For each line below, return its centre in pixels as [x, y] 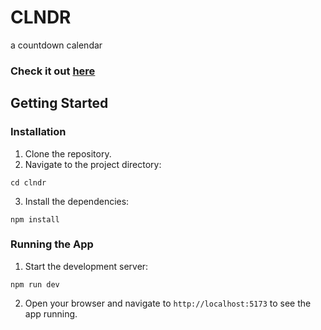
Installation [38, 132]
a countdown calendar [56, 45]
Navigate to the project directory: [93, 164]
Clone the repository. [68, 153]
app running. [51, 313]
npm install [35, 219]
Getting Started [59, 103]
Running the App [52, 244]
